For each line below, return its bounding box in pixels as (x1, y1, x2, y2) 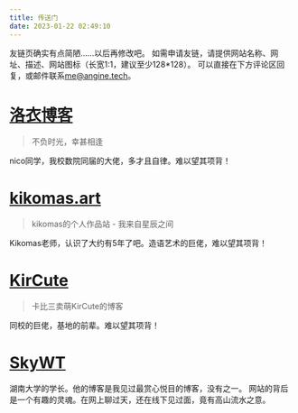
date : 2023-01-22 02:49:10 (9, 22, 111, 31)
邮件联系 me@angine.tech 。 (33, 69, 136, 81)
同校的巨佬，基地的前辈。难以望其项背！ (9, 320, 160, 331)
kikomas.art (9, 188, 101, 208)
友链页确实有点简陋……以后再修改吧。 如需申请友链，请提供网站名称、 (9, 47, 271, 59)
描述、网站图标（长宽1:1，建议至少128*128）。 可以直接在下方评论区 (24, 59, 277, 69)
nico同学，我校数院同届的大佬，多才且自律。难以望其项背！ (9, 155, 232, 167)
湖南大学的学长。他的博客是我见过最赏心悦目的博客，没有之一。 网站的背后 (9, 383, 289, 394)
